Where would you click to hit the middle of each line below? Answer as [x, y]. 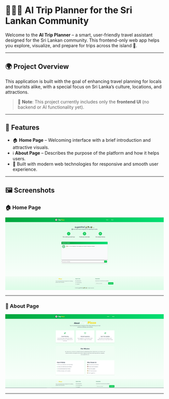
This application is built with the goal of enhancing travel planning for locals [83, 81]
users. [19, 158]
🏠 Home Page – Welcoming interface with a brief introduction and [81, 140]
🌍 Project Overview [37, 67]
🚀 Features [22, 128]
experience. [25, 169]
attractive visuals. [31, 147]
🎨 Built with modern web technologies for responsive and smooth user [85, 164]
